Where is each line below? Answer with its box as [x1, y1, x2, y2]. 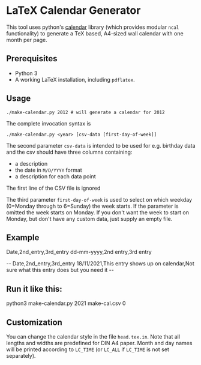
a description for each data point [14, 172, 96, 180]
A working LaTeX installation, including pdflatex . [14, 76, 135, 83]
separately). [6, 352, 36, 359]
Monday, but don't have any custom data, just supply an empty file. [6, 215, 173, 222]
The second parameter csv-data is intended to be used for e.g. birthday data [6, 142, 196, 149]
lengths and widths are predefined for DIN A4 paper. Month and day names [6, 340, 193, 346]
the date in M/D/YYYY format [14, 166, 82, 173]
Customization [6, 317, 63, 327]
